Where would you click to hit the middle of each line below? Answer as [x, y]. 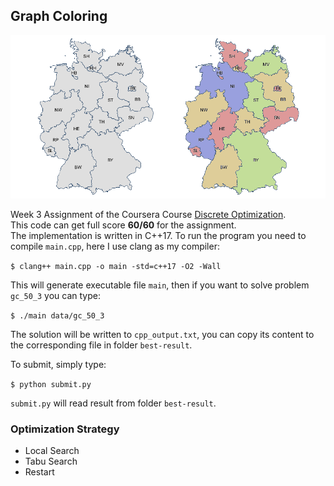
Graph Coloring [59, 16]
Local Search [52, 450]
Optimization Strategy [65, 429]
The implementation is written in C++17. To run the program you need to [158, 235]
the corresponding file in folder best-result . [101, 345]
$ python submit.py [51, 384]
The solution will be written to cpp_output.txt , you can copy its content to [162, 334]
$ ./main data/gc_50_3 [57, 315]
